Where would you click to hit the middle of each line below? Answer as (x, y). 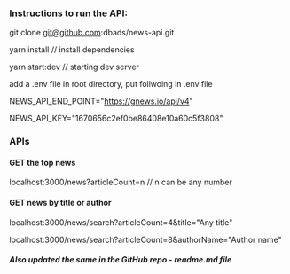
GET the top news (43, 162)
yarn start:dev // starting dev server (74, 67)
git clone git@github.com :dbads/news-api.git (92, 33)
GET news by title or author (61, 203)
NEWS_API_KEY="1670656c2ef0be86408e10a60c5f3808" (116, 119)
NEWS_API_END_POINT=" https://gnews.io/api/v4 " (101, 101)
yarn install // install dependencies (72, 50)
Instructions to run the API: (69, 13)
